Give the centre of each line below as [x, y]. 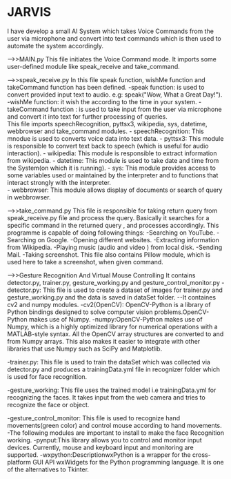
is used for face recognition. [47, 376]
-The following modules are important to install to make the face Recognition [115, 433]
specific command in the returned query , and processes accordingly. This [113, 225]
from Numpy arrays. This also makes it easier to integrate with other [104, 341]
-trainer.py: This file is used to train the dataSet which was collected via [109, 362]
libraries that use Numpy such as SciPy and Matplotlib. [85, 349]
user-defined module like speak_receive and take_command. [94, 66]
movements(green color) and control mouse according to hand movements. [114, 425]
